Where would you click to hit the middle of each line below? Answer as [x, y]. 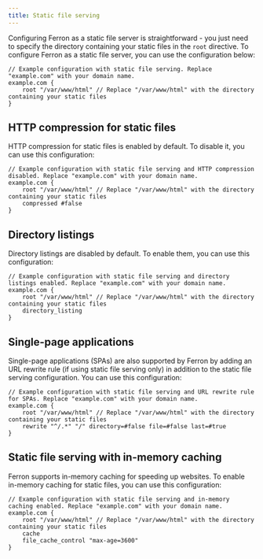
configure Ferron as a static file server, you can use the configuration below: [131, 54]
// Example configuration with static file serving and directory [119, 276]
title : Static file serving [54, 15]
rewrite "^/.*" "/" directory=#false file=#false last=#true [124, 427]
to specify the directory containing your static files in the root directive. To [128, 46]
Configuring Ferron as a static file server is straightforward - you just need [128, 38]
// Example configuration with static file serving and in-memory [119, 499]
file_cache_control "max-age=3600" [80, 540]
